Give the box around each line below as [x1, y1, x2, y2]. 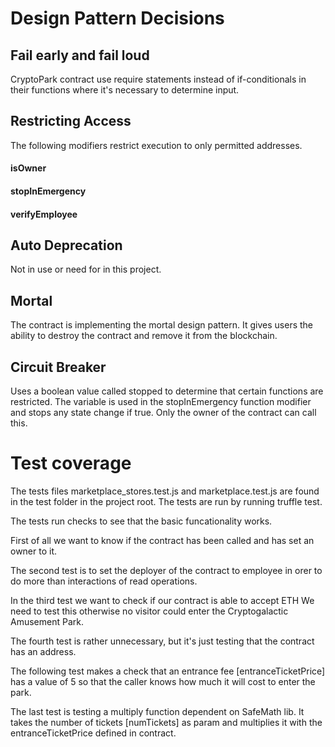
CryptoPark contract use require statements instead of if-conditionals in [10, 73, 307, 85]
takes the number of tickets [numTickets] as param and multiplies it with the [10, 716, 323, 728]
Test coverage [10, 452, 132, 475]
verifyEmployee [10, 208, 78, 220]
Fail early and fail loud [10, 47, 150, 64]
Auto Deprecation [10, 237, 123, 254]
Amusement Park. [10, 615, 84, 627]
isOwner [10, 162, 47, 174]
